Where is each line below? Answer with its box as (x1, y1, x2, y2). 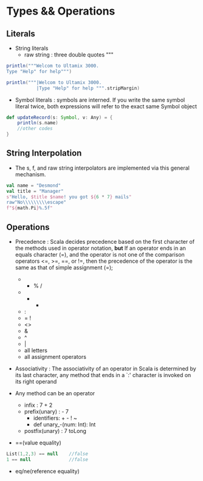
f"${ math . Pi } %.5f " (6, 205, 53, 211)
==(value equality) (15, 439, 62, 446)
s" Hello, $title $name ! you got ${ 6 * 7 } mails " (6, 193, 132, 200)
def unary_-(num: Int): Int (33, 421, 96, 428)
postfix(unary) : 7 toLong (24, 427, 87, 434)
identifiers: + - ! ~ (33, 415, 77, 421)
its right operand (15, 378, 57, 385)
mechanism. (15, 170, 46, 178)
